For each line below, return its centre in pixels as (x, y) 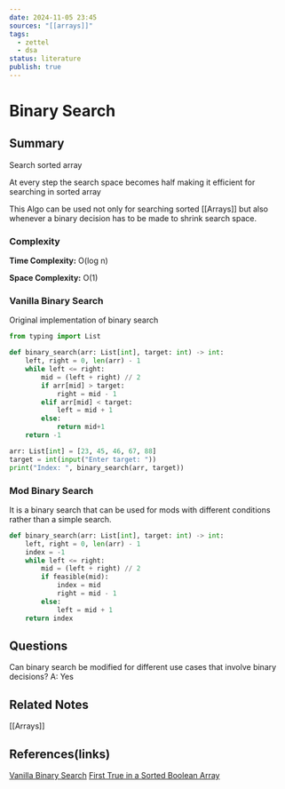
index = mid (79, 586)
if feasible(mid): (75, 577)
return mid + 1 (80, 427)
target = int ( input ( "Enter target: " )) (83, 459)
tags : (19, 34)
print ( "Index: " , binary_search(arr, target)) (97, 467)
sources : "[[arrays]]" (51, 26)
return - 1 (44, 435)
